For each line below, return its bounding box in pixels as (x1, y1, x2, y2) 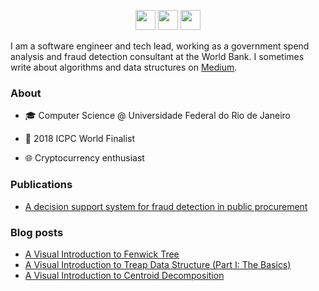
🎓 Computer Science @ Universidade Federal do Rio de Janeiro (24, 110, 291, 122)
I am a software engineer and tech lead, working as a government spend (10, 40, 310, 52)
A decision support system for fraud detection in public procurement (24, 200, 308, 212)
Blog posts (10, 225, 64, 239)
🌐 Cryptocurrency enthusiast (24, 152, 145, 164)
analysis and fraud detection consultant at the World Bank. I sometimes (10, 51, 305, 62)
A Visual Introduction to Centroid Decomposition (24, 269, 225, 281)
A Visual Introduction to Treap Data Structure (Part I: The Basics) (24, 258, 292, 270)
